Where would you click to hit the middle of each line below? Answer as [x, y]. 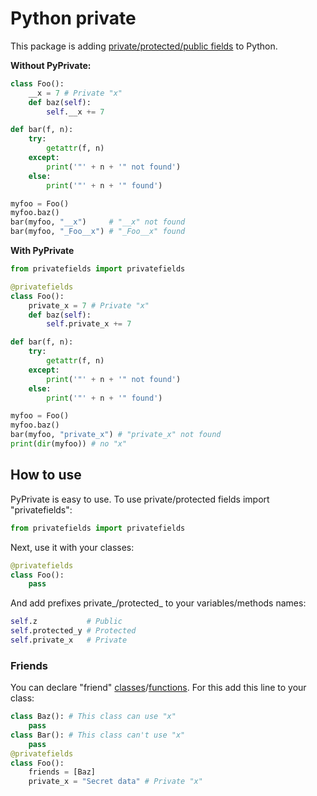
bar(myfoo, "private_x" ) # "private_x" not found [116, 435]
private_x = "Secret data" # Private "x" [115, 782]
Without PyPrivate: [51, 65]
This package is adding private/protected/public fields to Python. [144, 46]
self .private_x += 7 [89, 324]
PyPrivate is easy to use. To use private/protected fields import [140, 499]
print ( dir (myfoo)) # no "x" [69, 444]
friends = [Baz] [62, 772]
